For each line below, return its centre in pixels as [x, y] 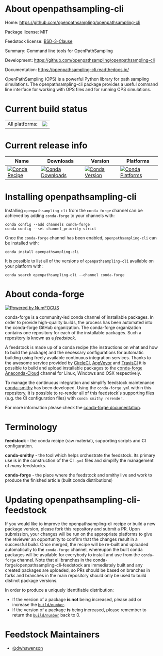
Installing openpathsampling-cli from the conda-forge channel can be [74, 210]
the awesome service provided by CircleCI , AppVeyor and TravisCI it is [76, 363]
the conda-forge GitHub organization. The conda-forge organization [73, 328]
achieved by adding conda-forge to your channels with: [60, 216]
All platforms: [23, 124]
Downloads [60, 161]
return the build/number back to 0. [46, 615]
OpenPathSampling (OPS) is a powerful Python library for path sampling [77, 79]
